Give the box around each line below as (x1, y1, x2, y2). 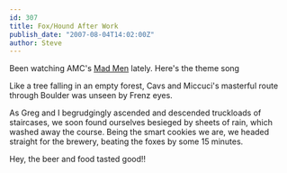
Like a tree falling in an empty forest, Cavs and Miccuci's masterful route (9, 80, 279, 91)
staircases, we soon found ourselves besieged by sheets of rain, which (9, 117, 273, 128)
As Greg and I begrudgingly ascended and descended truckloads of (9, 107, 262, 118)
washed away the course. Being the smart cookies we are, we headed (9, 127, 270, 138)
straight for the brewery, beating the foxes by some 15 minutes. (9, 136, 244, 147)
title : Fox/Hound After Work (9, 22, 119, 31)
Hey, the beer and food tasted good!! (9, 154, 147, 165)
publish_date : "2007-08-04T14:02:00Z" (9, 30, 155, 39)
